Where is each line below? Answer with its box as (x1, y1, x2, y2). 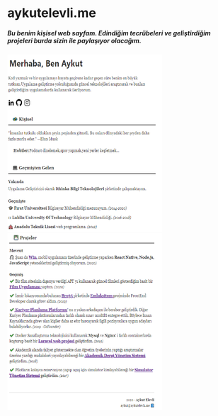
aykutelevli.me (7, 5, 97, 21)
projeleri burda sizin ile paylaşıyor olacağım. (7, 36, 142, 45)
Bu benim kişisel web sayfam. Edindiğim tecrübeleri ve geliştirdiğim (7, 28, 211, 37)
